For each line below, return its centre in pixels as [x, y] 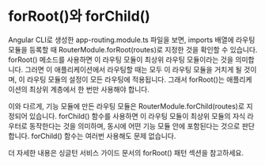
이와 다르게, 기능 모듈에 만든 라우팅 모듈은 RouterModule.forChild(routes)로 [127, 106]
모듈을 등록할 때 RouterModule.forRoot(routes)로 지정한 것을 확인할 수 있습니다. [133, 49]
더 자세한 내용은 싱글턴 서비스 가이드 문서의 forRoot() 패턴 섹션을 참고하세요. [126, 152]
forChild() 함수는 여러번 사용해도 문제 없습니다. [104, 136]
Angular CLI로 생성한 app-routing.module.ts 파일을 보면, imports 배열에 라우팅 [132, 40]
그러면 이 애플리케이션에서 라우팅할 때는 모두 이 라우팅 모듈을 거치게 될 [134, 69]
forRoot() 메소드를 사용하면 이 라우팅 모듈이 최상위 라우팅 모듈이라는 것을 [121, 59]
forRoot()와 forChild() [79, 16]
